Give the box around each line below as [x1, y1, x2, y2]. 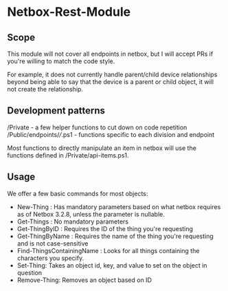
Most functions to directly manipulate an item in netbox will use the [7, 144, 197, 152]
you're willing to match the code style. [7, 57, 115, 65]
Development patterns [7, 105, 105, 117]
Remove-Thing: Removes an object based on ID [16, 276, 152, 284]
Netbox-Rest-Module [7, 4, 131, 20]
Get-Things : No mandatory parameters [16, 217, 129, 226]
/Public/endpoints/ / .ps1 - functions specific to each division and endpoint [7, 130, 215, 138]
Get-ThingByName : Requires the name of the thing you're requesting [16, 232, 214, 240]
